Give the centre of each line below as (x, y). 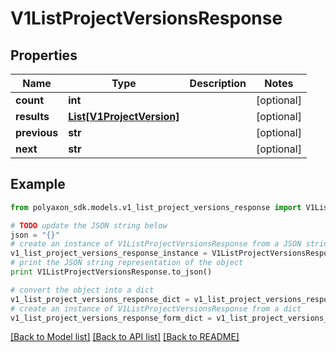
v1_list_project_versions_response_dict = (100, 299)
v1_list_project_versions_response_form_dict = (111, 318)
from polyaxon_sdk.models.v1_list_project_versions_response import (156, 207)
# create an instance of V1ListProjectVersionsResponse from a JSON (156, 244)
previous (37, 132)
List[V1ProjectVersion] (124, 116)
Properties (44, 55)
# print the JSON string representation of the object (127, 263)
